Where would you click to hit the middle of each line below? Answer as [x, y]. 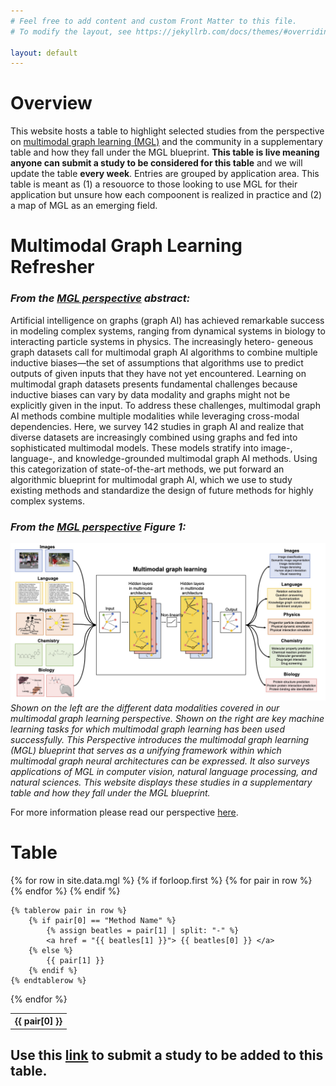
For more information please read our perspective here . [124, 812]
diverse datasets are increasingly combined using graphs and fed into [154, 437]
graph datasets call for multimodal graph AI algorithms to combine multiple [164, 352]
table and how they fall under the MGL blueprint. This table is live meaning [165, 152]
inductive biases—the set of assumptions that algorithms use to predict [157, 362]
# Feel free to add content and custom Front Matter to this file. [154, 21]
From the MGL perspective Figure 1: [98, 527]
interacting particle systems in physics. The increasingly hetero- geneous [162, 341]
